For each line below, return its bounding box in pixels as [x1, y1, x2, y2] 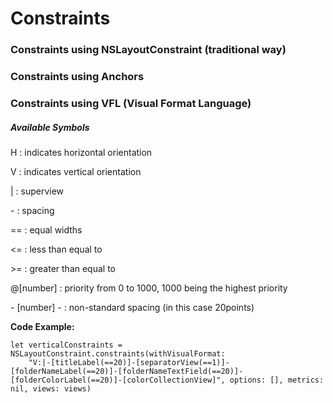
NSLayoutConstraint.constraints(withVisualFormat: [10, 348, 226, 359]
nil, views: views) [10, 383, 92, 394]
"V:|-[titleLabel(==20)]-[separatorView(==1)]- [28, 357, 230, 367]
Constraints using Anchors [10, 70, 145, 84]
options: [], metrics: [229, 375, 325, 385]
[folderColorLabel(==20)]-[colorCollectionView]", [10, 375, 226, 385]
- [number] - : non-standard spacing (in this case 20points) [10, 301, 255, 313]
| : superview [10, 185, 65, 197]
